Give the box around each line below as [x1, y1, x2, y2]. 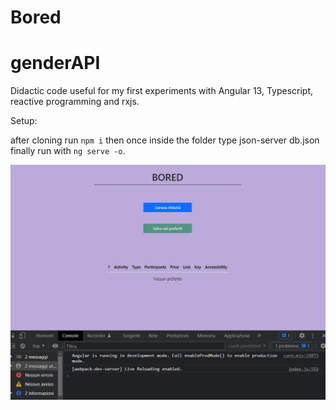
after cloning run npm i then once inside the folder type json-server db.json [10, 134, 320, 146]
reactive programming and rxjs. [10, 96, 140, 108]
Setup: [10, 115, 38, 127]
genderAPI [10, 52, 101, 75]
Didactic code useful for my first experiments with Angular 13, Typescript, [10, 85, 314, 97]
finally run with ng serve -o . [10, 145, 126, 157]
